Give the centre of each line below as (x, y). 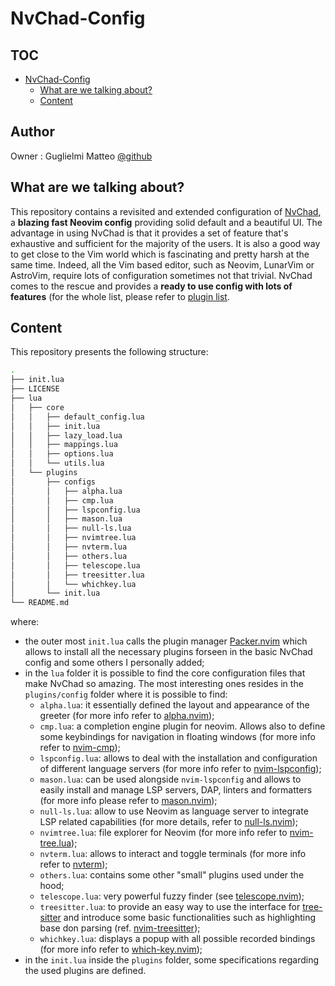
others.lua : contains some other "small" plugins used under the (172, 875)
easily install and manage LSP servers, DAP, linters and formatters (176, 790)
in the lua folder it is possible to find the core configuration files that (165, 673)
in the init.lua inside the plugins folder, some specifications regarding (172, 960)
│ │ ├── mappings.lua (64, 445)
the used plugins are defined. (85, 971)
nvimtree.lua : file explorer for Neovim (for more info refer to (163, 833)
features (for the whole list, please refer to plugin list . (120, 296)
